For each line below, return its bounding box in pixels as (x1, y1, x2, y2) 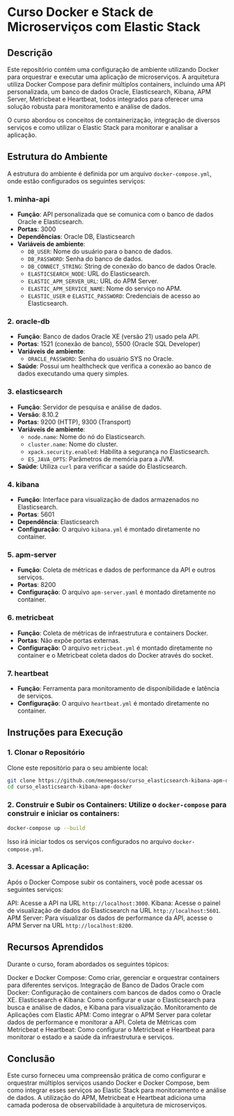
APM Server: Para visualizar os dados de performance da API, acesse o (7, 914, 213, 922)
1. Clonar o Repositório (7, 747, 85, 757)
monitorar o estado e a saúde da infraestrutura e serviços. (7, 1032, 175, 1041)
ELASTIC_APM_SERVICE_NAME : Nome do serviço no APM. (27, 284, 182, 293)
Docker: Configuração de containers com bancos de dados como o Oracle (7, 988, 221, 997)
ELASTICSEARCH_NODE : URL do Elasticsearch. (27, 269, 151, 278)
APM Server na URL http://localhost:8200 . (7, 921, 134, 929)
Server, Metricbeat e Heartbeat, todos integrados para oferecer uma (7, 95, 203, 103)
